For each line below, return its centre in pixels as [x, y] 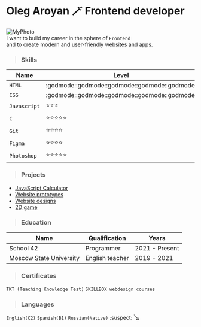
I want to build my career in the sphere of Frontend [68, 38]
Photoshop [23, 155]
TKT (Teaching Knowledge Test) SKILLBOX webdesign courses [81, 290]
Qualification [107, 238]
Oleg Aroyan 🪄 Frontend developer [95, 11]
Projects [33, 175]
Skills [29, 60]
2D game [26, 207]
